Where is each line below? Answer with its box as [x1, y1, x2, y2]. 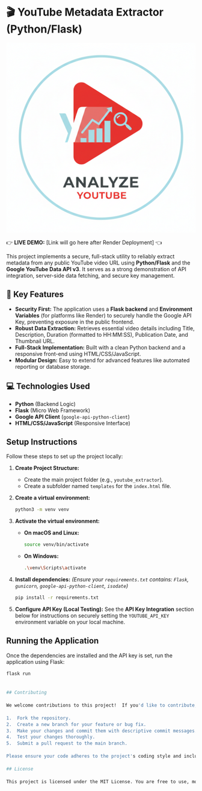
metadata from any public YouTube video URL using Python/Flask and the [6, 259, 191, 266]
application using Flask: [6, 658, 65, 665]
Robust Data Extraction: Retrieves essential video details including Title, [14, 324, 195, 332]
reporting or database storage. [14, 363, 91, 370]
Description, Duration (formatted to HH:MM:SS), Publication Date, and [14, 331, 188, 338]
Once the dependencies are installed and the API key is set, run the [6, 652, 173, 659]
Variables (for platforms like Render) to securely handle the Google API [14, 311, 192, 319]
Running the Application [6, 636, 99, 646]
